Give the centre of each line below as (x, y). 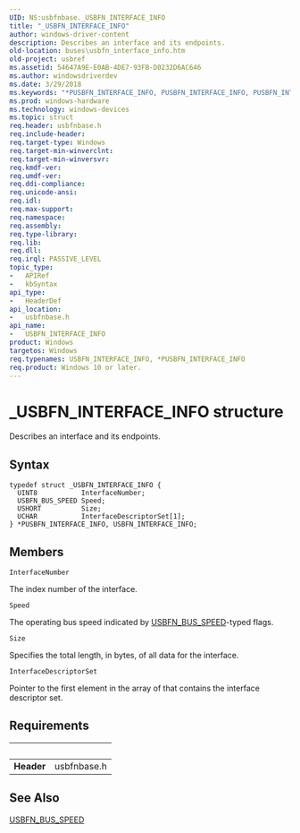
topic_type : (31, 268)
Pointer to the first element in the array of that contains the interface (135, 688)
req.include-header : (48, 134)
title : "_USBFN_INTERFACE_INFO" (69, 26)
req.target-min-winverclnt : (62, 150)
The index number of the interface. (74, 588)
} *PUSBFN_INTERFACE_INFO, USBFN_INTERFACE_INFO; (104, 525)
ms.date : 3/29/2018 (46, 84)
